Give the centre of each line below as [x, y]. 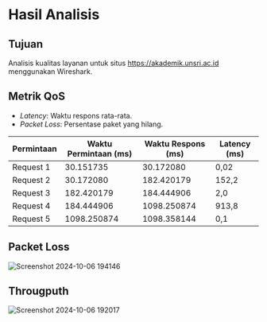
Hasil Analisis [54, 15]
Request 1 [31, 167]
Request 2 [31, 180]
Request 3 [31, 192]
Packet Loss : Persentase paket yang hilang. [91, 124]
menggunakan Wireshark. [50, 72]
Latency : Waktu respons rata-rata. [76, 115]
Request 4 [31, 206]
